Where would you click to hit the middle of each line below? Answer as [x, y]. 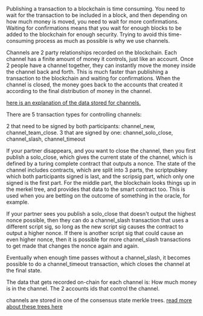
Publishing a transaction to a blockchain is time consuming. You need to [96, 9]
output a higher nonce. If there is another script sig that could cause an [95, 233]
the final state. [24, 270]
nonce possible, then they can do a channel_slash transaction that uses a [97, 220]
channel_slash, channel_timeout [46, 139]
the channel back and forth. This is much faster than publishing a [87, 72]
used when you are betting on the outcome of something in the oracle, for [98, 195]
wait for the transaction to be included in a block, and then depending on [97, 15]
